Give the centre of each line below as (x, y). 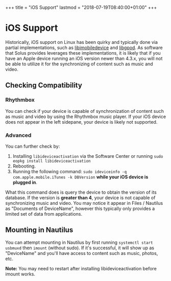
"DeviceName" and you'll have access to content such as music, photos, (82, 253)
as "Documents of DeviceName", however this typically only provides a (80, 208)
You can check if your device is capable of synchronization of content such (85, 111)
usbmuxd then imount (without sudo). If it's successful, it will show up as (80, 248)
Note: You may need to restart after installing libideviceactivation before (81, 268)
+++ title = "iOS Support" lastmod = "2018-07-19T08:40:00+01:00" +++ (81, 7)
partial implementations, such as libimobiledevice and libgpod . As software (84, 48)
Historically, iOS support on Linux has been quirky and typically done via (82, 42)
